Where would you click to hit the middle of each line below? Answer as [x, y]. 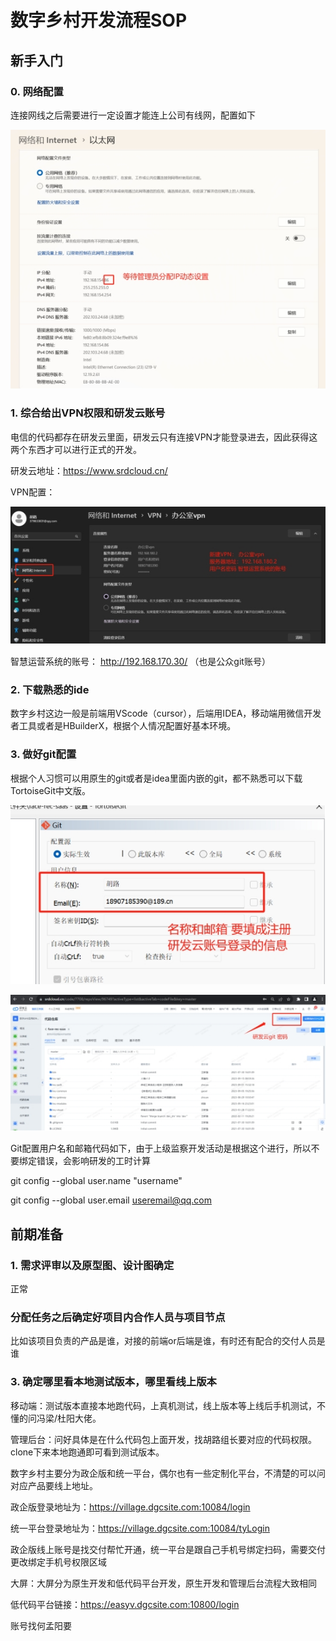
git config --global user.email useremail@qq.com [111, 1200]
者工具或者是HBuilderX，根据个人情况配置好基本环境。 [123, 726]
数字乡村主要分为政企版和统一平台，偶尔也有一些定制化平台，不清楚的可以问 [168, 1473]
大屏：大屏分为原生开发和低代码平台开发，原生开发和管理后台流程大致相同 [163, 1583]
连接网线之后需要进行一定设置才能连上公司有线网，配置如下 [133, 115]
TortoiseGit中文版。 [51, 790]
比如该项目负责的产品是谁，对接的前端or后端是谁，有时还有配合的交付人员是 [168, 1341]
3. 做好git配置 [43, 754]
